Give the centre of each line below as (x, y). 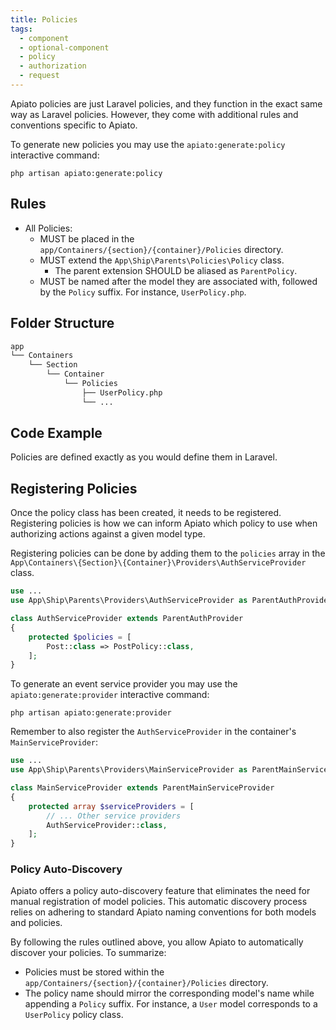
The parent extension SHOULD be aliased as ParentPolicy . (176, 270)
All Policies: (48, 228)
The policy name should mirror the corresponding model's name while (169, 993)
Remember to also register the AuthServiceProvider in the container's (153, 732)
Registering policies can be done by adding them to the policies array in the (168, 553)
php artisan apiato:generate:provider (91, 713)
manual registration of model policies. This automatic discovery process (159, 902)
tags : (21, 29)
